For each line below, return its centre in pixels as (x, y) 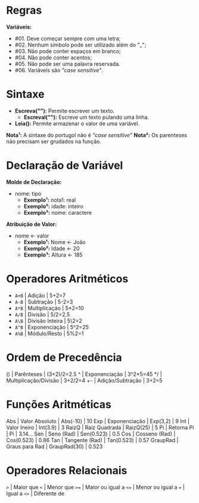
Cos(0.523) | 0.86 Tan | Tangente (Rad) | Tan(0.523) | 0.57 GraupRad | (92, 440)
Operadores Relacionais (67, 470)
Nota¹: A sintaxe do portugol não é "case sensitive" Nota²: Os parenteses (97, 135)
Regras (24, 10)
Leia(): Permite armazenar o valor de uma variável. (77, 124)
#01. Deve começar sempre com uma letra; (68, 38)
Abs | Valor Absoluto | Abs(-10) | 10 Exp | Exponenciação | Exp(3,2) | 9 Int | (98, 421)
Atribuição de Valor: (32, 224)
